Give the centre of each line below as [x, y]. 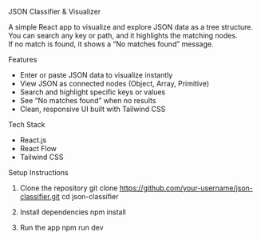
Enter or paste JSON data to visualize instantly [96, 75]
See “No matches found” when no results [88, 100]
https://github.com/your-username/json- [186, 188]
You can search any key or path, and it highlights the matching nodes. [123, 36]
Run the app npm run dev [61, 228]
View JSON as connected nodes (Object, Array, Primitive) [115, 84]
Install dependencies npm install [73, 212]
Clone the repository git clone [69, 188]
